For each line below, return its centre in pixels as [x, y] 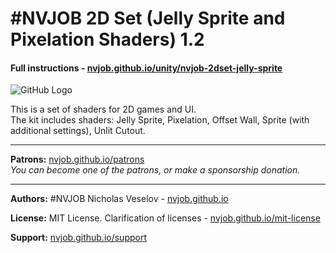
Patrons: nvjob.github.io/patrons [77, 159]
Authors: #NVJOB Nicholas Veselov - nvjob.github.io [119, 199]
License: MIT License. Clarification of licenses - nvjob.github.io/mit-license [165, 218]
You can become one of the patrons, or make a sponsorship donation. [155, 170]
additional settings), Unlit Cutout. [78, 131]
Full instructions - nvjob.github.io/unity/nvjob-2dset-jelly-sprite [146, 68]
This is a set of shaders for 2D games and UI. [103, 109]
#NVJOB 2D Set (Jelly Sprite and [148, 18]
